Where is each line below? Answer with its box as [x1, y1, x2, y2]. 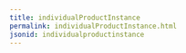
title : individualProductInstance [9, 13, 141, 22]
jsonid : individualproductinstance [9, 30, 145, 39]
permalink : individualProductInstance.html [9, 22, 178, 31]
